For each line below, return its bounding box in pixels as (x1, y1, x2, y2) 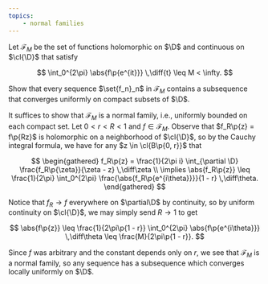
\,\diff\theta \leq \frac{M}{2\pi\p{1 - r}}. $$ (65, 232, 205, 241)
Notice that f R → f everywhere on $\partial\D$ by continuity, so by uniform (8, 197, 255, 209)
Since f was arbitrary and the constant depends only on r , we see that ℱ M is (8, 248, 260, 260)
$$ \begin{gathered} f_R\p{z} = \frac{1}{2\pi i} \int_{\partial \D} (30, 156, 239, 166)
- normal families (22, 19, 84, 27)
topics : (8, 11, 35, 20)
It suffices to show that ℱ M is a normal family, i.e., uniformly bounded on (8, 110, 248, 121)
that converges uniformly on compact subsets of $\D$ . (8, 94, 190, 105)
